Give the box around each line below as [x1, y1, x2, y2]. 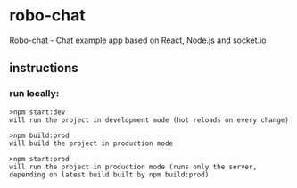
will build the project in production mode [9, 139, 174, 148]
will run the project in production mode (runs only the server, [9, 162, 257, 171]
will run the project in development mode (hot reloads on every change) [9, 115, 290, 125]
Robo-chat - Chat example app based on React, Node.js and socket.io [9, 35, 267, 45]
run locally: [9, 87, 60, 100]
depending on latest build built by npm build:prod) [9, 170, 210, 179]
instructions [9, 61, 78, 76]
